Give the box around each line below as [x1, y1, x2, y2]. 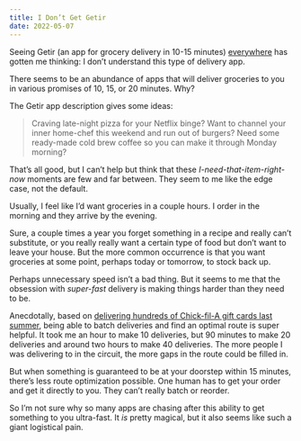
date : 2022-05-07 [9, 22, 75, 31]
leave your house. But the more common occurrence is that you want [9, 247, 266, 257]
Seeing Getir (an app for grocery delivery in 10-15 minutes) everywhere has [9, 46, 288, 57]
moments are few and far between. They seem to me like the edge [26, 173, 273, 184]
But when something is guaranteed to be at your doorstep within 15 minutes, [9, 365, 292, 376]
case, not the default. [9, 183, 88, 193]
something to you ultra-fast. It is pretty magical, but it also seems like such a [9, 411, 292, 423]
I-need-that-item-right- [199, 164, 286, 175]
